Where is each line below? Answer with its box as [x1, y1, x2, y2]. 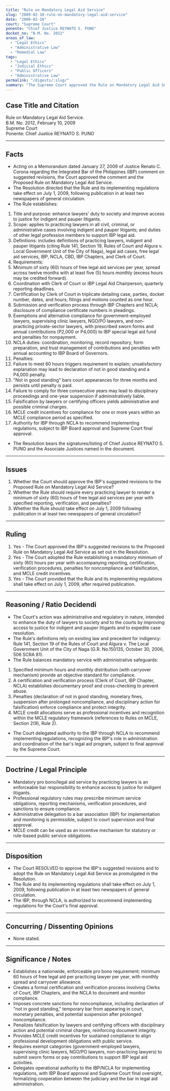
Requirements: [13, 259, 43, 265]
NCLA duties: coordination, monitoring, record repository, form [13, 339, 144, 346]
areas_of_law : [6, 36, 36, 41]
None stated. [13, 936, 40, 942]
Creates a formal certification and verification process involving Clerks [13, 984, 160, 990]
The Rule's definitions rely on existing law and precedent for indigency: [13, 635, 161, 641]
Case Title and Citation [6, 101, 79, 110]
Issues [6, 465, 27, 474]
